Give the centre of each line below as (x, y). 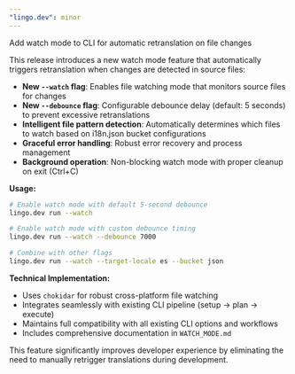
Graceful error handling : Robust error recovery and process (132, 143)
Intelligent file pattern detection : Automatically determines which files (151, 124)
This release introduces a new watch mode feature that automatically (135, 59)
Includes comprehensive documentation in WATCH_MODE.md (127, 332)
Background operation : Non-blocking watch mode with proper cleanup (152, 161)
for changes (44, 96)
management (46, 152)
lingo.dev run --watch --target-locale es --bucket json (116, 261)
